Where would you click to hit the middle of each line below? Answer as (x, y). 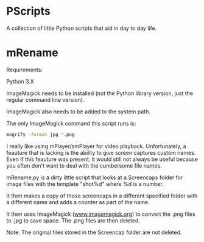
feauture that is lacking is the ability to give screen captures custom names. (101, 152)
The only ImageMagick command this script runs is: (71, 123)
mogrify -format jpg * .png (40, 134)
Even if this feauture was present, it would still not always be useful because (102, 159)
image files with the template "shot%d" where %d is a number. (85, 183)
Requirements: (24, 69)
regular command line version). (45, 99)
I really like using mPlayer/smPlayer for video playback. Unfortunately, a (97, 146)
